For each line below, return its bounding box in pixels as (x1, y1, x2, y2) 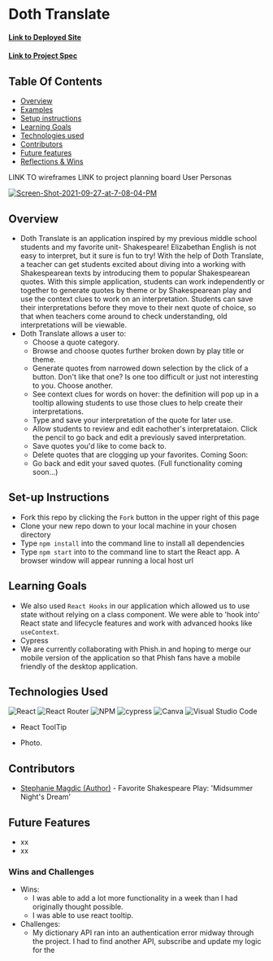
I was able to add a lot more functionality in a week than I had (32, 893, 238, 903)
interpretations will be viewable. (19, 320, 128, 330)
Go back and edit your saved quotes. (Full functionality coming (32, 459, 243, 468)
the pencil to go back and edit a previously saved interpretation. (32, 432, 246, 442)
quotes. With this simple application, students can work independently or (19, 277, 265, 286)
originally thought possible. (32, 902, 123, 912)
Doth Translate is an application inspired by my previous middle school (19, 234, 258, 243)
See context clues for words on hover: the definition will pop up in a (32, 389, 259, 399)
